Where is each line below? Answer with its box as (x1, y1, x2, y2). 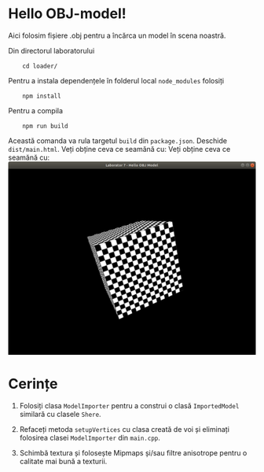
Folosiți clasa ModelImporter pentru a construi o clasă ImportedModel (19, 400, 240, 410)
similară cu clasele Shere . (19, 409, 101, 419)
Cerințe (8, 374, 58, 393)
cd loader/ (22, 62, 58, 70)
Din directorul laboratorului (8, 46, 95, 55)
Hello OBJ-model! (8, 5, 127, 23)
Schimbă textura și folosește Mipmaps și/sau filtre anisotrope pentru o (19, 448, 247, 457)
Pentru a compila (8, 105, 64, 115)
